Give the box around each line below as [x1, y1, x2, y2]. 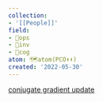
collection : [8, 11, 48, 20]
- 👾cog [8, 48, 30, 56]
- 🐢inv [8, 41, 30, 49]
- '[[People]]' [8, 19, 59, 27]
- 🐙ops [8, 33, 30, 42]
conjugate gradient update [8, 85, 95, 94]
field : [8, 26, 30, 34]
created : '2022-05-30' [8, 63, 83, 71]
